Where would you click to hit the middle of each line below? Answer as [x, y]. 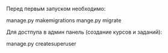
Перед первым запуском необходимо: [56, 9]
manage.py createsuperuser [41, 44]
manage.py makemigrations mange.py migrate [64, 20]
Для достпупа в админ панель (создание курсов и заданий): [84, 32]
